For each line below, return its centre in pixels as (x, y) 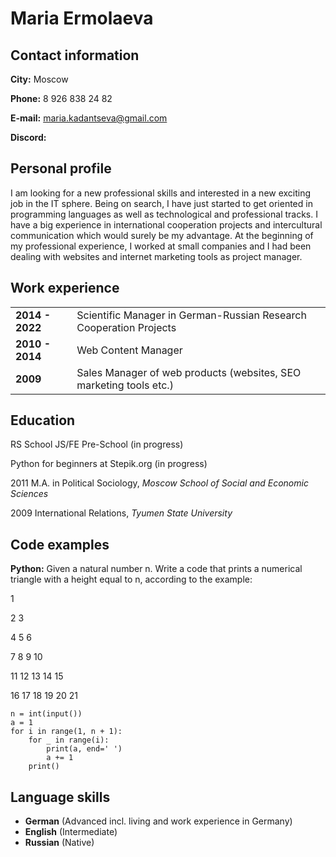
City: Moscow (39, 79)
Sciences (29, 494)
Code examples (60, 544)
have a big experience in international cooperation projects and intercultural (166, 224)
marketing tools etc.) (125, 385)
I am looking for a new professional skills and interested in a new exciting (161, 193)
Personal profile (61, 168)
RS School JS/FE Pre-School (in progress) (97, 444)
